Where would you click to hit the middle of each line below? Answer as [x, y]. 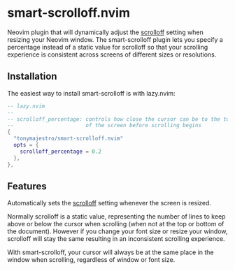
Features [27, 186]
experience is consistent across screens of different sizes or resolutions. [112, 54]
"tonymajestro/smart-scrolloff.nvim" [69, 139]
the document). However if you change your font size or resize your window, [117, 231]
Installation [32, 76]
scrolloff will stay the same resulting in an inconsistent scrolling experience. [116, 239]
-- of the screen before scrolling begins [104, 126]
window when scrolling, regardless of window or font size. [91, 260]
